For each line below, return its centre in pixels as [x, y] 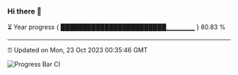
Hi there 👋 [25, 11]
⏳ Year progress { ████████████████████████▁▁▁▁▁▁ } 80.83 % [117, 27]
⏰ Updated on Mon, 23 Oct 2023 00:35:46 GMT [78, 50]
